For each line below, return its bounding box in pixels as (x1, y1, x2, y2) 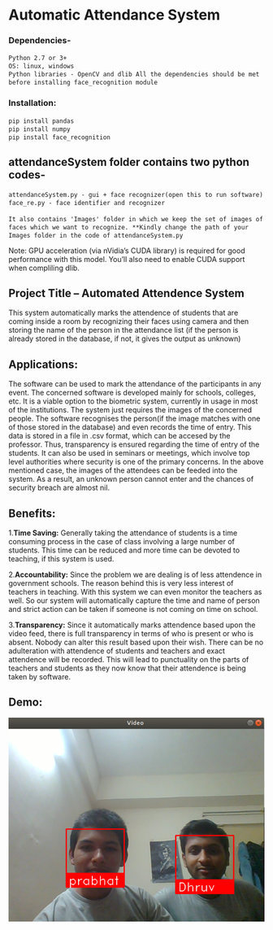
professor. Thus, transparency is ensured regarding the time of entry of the (8, 439, 260, 449)
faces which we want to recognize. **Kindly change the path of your (8, 223, 249, 231)
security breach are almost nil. (8, 482, 110, 493)
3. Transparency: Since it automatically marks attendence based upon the (8, 620, 256, 630)
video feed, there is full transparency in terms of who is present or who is (8, 629, 254, 639)
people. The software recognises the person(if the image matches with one (8, 413, 261, 424)
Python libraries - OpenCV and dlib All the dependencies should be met (8, 71, 260, 79)
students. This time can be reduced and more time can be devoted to (8, 545, 240, 555)
